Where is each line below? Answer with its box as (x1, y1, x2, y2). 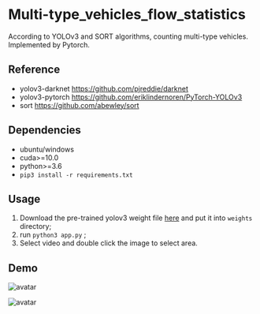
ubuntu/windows (19, 144, 75, 154)
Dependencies (8, 124, 81, 137)
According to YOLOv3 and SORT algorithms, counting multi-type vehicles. (8, 32, 248, 41)
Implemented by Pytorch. (8, 39, 91, 49)
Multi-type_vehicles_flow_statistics (8, 6, 246, 24)
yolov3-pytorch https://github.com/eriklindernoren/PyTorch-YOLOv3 (19, 92, 243, 102)
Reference (8, 63, 61, 77)
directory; (19, 222, 52, 231)
